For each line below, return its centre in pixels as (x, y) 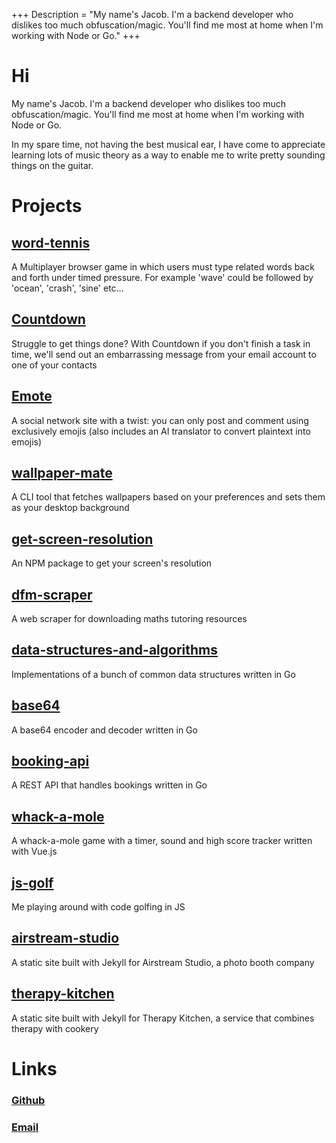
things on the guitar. (52, 165)
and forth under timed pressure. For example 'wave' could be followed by (162, 277)
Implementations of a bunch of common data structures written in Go (153, 674)
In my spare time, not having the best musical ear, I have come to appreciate (168, 144)
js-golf (32, 882)
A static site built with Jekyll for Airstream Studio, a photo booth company (163, 962)
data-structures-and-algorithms (115, 650)
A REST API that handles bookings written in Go (109, 785)
